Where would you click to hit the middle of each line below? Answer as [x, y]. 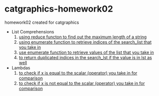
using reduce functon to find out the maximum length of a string [83, 37]
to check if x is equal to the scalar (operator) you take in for [78, 73]
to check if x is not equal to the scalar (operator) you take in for [82, 83]
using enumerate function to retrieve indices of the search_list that [85, 42]
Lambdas [21, 68]
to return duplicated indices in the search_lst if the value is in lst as [85, 57]
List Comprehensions [33, 32]
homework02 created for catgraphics [42, 22]
